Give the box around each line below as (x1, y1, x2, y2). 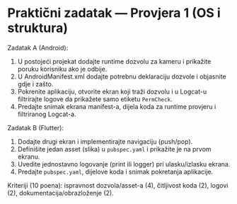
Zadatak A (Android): (7, 43, 69, 52)
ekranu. (17, 152, 40, 161)
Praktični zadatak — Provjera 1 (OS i (7, 5, 221, 21)
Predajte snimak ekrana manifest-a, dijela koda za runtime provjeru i (17, 102, 216, 110)
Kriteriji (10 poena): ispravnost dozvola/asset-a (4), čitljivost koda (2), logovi (7, 181, 229, 189)
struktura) (7, 20, 69, 36)
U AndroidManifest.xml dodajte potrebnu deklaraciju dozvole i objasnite (17, 72, 226, 81)
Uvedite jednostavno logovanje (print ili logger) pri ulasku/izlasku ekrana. (17, 159, 231, 168)
